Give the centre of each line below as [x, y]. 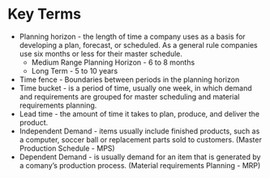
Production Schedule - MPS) [67, 148]
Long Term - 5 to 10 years [75, 70]
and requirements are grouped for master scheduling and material [129, 96]
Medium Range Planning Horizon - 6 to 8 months [113, 62]
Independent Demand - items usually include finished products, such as [139, 131]
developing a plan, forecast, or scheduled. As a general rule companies [139, 44]
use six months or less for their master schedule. [101, 53]
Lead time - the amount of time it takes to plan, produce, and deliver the [139, 113]
